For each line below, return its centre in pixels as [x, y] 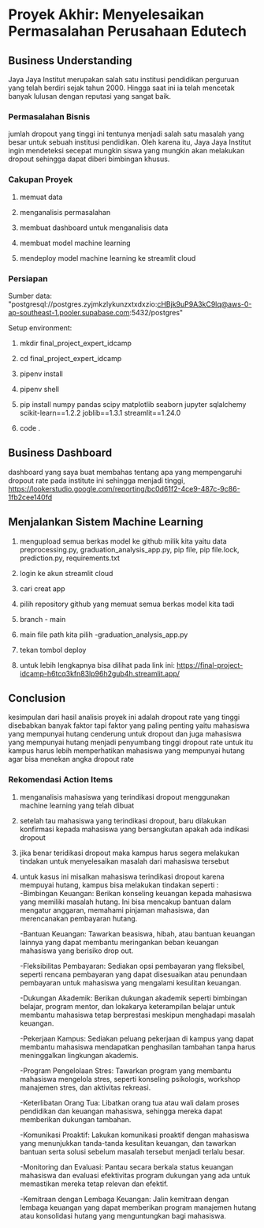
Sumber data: [30, 296]
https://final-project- [210, 665]
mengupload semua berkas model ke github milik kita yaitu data [123, 541]
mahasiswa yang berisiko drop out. [76, 951]
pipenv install [41, 374]
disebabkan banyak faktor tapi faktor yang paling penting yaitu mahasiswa [129, 725]
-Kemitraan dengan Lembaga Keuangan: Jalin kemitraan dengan [124, 1199]
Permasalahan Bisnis [49, 116]
